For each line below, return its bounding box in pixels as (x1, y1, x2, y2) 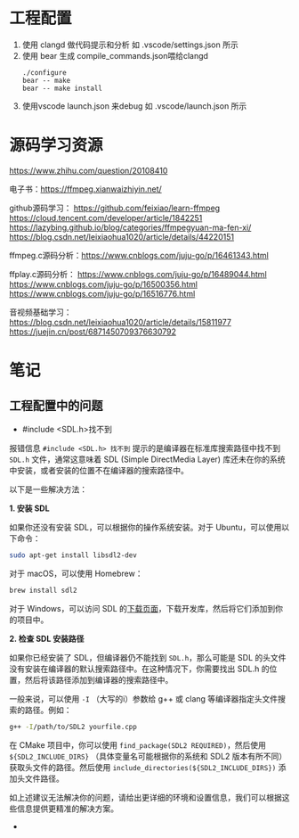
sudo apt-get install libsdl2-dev (9, 550, 138, 560)
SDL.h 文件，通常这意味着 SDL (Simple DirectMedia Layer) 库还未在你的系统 (9, 454, 286, 464)
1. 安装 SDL (9, 503, 51, 513)
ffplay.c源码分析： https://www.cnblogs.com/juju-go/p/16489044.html (9, 268, 267, 279)
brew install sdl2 (9, 586, 77, 595)
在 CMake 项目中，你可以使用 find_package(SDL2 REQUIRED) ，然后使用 (9, 739, 267, 750)
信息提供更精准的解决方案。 (16, 803, 118, 814)
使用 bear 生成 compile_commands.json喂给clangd (21, 50, 209, 61)
